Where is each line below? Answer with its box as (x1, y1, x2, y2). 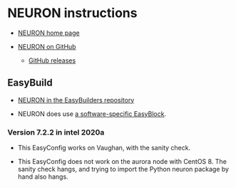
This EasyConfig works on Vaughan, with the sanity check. (17, 144, 191, 152)
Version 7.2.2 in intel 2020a (7, 127, 105, 137)
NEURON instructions (7, 5, 138, 21)
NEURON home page (17, 28, 80, 37)
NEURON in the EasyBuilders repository (17, 95, 135, 104)
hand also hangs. (17, 172, 69, 181)
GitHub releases (28, 56, 76, 65)
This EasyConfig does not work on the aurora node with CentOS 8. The (17, 157, 227, 166)
